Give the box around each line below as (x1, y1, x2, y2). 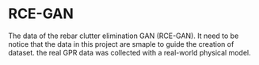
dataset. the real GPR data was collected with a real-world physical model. (8, 48, 251, 57)
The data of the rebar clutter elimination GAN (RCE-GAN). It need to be (8, 31, 239, 40)
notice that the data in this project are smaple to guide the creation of (8, 39, 234, 48)
